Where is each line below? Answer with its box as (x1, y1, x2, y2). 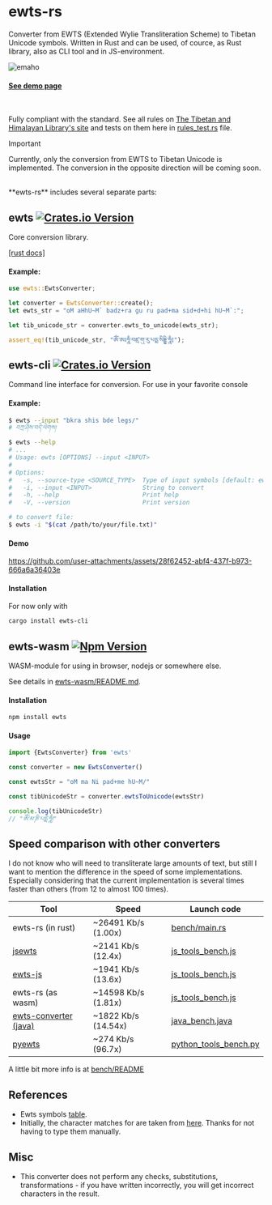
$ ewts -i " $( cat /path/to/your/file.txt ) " (8, 521, 158, 529)
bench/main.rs (171, 922, 227, 934)
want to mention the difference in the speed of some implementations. (8, 867, 243, 877)
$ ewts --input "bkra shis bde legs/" (8, 416, 139, 424)
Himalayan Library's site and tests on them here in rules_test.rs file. (8, 123, 232, 133)
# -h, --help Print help (8, 491, 180, 500)
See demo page (8, 80, 62, 91)
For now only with (8, 602, 68, 611)
